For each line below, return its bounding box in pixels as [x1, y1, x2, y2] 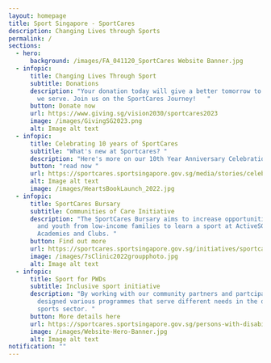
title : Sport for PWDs [29, 275, 106, 283]
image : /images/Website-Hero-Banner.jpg [29, 327, 168, 336]
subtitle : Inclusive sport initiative [29, 282, 161, 291]
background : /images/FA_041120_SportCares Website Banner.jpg [29, 57, 244, 65]
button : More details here [29, 312, 121, 320]
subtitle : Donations [29, 79, 99, 87]
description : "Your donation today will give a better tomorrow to [29, 87, 262, 95]
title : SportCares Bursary [29, 200, 121, 208]
